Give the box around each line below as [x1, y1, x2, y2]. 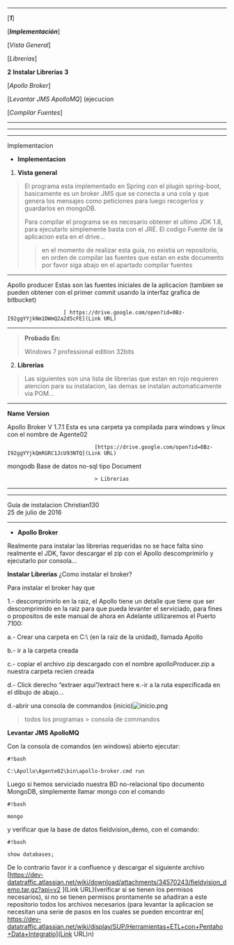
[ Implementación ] [7, 27, 61, 36]
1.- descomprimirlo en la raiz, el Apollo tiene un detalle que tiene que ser [7, 597, 215, 605]
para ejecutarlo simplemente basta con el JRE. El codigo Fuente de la [24, 225, 224, 233]
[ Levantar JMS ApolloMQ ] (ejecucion [7, 95, 114, 103]
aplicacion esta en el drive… [24, 233, 106, 240]
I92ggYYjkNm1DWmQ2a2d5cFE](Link [7, 315, 101, 322]
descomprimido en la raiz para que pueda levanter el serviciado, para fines [7, 604, 223, 613]
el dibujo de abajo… [7, 688, 64, 696]
